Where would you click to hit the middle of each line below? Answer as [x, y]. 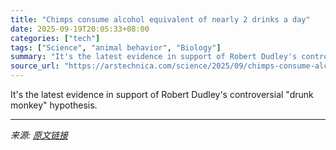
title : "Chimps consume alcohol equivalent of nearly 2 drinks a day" [160, 19]
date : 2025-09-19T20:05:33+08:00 [80, 29]
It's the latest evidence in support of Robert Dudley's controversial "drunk [162, 94]
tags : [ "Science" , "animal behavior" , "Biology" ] [116, 47]
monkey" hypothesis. [54, 105]
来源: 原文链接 [39, 135]
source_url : [35, 66]
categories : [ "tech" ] [55, 38]
